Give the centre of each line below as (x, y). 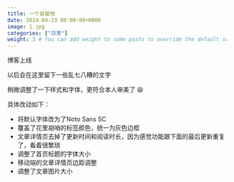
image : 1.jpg (26, 26)
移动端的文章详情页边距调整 (57, 163)
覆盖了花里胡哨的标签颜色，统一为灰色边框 (78, 128)
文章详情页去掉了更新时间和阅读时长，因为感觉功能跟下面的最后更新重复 (121, 137)
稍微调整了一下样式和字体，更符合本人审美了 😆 (76, 90)
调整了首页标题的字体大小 (54, 154)
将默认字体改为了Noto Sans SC (62, 119)
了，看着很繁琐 (39, 145)
